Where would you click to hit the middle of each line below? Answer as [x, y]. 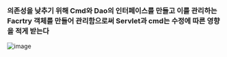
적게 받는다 [32, 31]
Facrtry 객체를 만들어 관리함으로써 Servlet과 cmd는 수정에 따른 [106, 20]
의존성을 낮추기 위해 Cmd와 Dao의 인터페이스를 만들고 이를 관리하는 [112, 10]
